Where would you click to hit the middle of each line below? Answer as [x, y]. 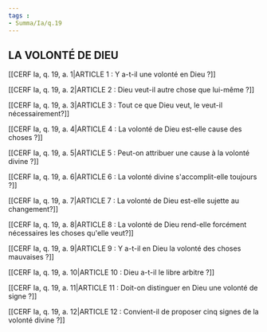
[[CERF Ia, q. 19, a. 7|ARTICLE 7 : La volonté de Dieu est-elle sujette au [124, 201]
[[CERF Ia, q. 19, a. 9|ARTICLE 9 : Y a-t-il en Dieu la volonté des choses [125, 248]
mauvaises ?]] [31, 257]
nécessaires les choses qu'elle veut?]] [71, 233]
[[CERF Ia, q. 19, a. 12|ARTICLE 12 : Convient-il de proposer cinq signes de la [133, 312]
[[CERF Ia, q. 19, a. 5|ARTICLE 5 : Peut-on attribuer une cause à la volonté [129, 153]
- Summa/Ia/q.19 [35, 23]
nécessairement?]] [39, 114]
